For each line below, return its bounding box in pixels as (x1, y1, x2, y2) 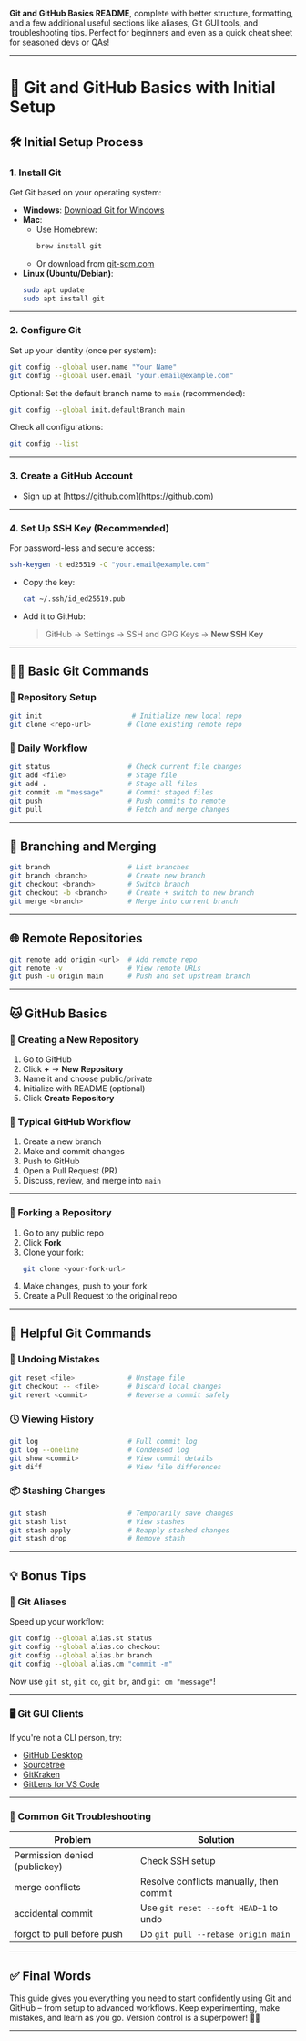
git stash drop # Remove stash (9, 1534, 185, 1543)
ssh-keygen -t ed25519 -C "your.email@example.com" (9, 560, 209, 569)
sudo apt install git (22, 294, 105, 303)
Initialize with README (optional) (22, 1082, 146, 1094)
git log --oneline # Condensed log (9, 1445, 189, 1455)
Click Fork (22, 1236, 62, 1247)
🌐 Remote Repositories (9, 931, 143, 946)
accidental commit (14, 1908, 94, 1920)
